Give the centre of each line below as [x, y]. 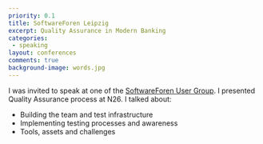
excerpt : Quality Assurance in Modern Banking [87, 30]
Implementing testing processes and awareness [99, 123]
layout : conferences [43, 53]
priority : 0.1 [32, 16]
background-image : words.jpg [57, 68]
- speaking [30, 46]
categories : [28, 38]
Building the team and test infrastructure [86, 114]
